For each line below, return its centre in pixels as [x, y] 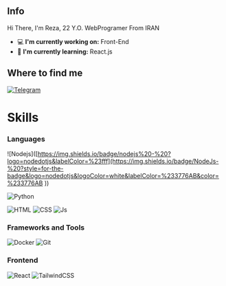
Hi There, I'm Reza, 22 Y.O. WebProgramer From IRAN [83, 27]
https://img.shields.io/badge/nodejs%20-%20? [104, 154]
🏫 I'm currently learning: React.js [65, 52]
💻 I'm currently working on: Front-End [73, 41]
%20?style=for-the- [35, 168]
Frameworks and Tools [46, 228]
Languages [26, 139]
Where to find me [45, 73]
